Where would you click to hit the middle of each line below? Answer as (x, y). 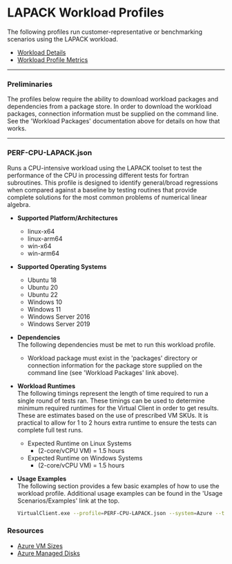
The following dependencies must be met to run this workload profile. (116, 344)
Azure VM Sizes (40, 545)
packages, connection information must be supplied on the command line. (113, 114)
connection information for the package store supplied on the (115, 365)
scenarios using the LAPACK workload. (63, 39)
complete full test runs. (50, 430)
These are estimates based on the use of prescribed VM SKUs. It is (113, 415)
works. (17, 128)
